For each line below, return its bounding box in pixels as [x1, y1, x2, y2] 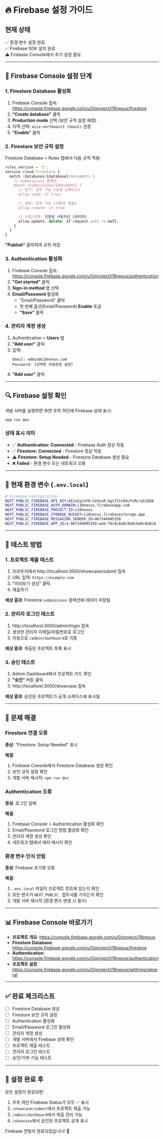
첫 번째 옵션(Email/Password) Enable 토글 [19, 303, 102, 309]
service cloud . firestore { [5, 169, 60, 174]
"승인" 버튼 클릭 [12, 677, 43, 683]
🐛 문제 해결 [5, 714, 37, 722]
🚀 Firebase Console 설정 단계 [5, 72, 92, 80]
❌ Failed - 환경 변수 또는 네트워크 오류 [12, 460, 86, 466]
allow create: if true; [18, 205, 67, 210]
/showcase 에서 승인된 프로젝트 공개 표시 [12, 1118, 88, 1124]
